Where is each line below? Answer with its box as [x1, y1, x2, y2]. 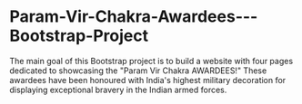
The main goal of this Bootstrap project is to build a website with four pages [9, 55, 294, 66]
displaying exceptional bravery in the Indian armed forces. [9, 84, 227, 95]
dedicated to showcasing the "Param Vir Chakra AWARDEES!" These [9, 65, 267, 76]
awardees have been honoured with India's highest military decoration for [9, 74, 287, 85]
